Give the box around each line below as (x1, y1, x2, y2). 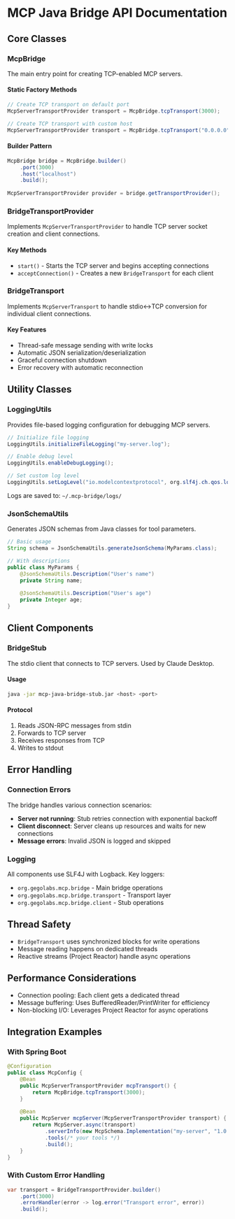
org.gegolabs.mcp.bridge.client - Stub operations (17, 898, 164, 906)
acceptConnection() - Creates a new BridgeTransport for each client (17, 269, 214, 277)
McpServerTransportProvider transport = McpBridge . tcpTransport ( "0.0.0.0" (7, 127, 230, 134)
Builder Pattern (7, 142, 52, 150)
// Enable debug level (7, 453, 73, 460)
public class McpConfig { (7, 1069, 83, 1076)
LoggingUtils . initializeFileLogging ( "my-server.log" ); (7, 441, 171, 448)
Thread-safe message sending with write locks (17, 341, 154, 350)
